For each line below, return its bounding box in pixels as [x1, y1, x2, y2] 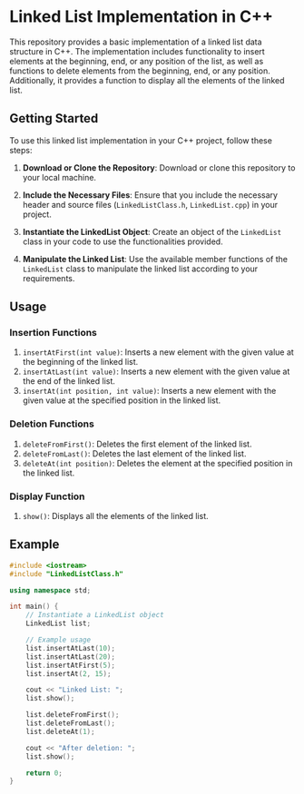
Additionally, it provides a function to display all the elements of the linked [9, 74, 285, 85]
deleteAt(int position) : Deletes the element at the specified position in [22, 457, 293, 468]
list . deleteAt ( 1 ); [25, 727, 95, 736]
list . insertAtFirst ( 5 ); [25, 661, 116, 670]
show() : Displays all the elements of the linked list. [22, 511, 209, 522]
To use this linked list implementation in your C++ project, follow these [9, 134, 272, 146]
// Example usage [25, 635, 92, 645]
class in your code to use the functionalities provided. [22, 236, 224, 247]
